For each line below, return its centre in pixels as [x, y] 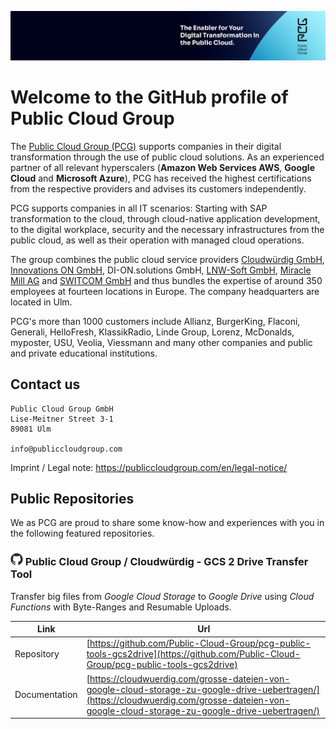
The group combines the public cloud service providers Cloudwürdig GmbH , [167, 259]
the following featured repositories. [82, 533]
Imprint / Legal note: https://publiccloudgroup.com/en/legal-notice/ [149, 467]
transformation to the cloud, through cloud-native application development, [165, 218]
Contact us [45, 384]
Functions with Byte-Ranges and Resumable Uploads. [121, 607]
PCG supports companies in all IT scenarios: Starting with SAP [139, 208]
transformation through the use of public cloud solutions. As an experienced [167, 157]
